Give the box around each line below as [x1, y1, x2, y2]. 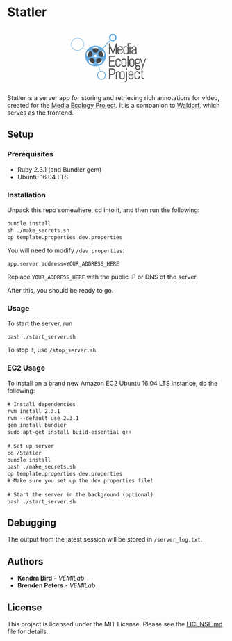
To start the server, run [7, 319, 73, 327]
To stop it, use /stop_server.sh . [7, 346, 99, 355]
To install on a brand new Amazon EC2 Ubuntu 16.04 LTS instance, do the [7, 379, 218, 387]
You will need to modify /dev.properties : [7, 246, 125, 254]
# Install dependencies [7, 400, 76, 407]
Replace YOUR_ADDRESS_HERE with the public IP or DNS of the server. [7, 273, 198, 281]
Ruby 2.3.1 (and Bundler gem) [17, 165, 102, 174]
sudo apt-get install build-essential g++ [7, 428, 132, 435]
